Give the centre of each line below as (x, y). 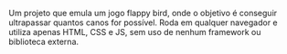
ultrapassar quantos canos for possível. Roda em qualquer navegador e (143, 22)
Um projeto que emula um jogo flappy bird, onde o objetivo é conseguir (143, 13)
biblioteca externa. (44, 41)
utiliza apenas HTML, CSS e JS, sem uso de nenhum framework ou (135, 32)
